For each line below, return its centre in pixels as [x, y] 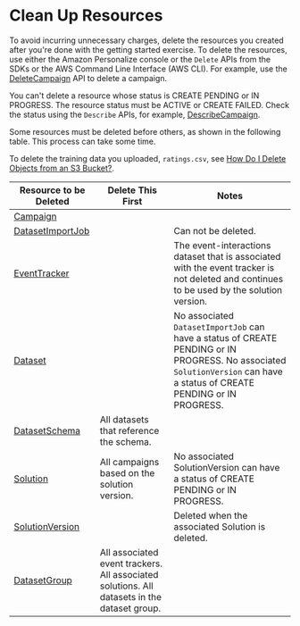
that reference [129, 430]
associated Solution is [220, 526]
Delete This [133, 190]
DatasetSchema [47, 430]
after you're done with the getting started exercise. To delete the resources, [148, 49]
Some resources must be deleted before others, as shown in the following [145, 131]
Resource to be [52, 190]
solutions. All [126, 586]
